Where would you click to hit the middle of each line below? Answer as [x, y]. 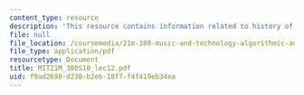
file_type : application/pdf [62, 52]
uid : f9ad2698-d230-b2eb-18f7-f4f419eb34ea [93, 77]
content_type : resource [54, 18]
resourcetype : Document [54, 60]
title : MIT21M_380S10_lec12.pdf [70, 69]
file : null [30, 34]
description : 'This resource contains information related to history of [152, 26]
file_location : [38, 43]
